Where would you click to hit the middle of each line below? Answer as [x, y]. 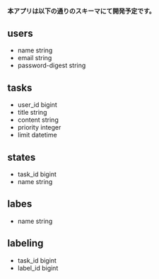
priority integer [39, 127]
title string [32, 113]
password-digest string [52, 66]
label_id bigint [38, 268]
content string [38, 120]
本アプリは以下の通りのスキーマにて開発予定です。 [81, 11]
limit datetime [37, 135]
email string [35, 58]
